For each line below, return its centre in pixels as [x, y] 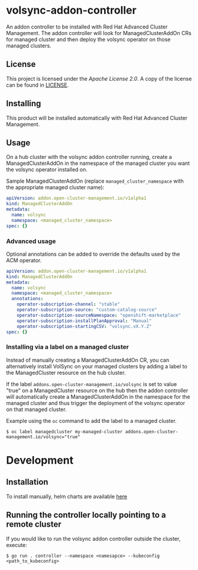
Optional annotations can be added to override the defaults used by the [93, 254]
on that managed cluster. [36, 409]
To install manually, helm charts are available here [67, 496]
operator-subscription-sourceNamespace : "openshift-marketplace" [99, 315]
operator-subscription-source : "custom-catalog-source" [87, 310]
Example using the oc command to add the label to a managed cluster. [92, 421]
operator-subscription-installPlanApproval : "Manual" [84, 321]
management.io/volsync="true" [43, 437]
